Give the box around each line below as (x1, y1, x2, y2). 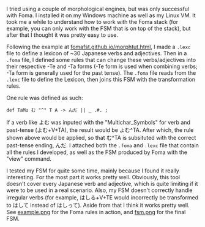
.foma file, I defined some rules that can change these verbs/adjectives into (6, 56, 196, 63)
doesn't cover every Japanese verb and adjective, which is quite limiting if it (6, 180, 198, 187)
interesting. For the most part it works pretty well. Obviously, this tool (6, 174, 181, 180)
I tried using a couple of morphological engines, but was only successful (6, 6, 190, 12)
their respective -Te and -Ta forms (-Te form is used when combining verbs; (6, 63, 198, 70)
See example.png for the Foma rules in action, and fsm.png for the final (6, 209, 186, 215)
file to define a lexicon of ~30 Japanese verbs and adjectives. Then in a (6, 50, 187, 57)
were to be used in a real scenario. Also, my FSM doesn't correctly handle (6, 187, 193, 194)
